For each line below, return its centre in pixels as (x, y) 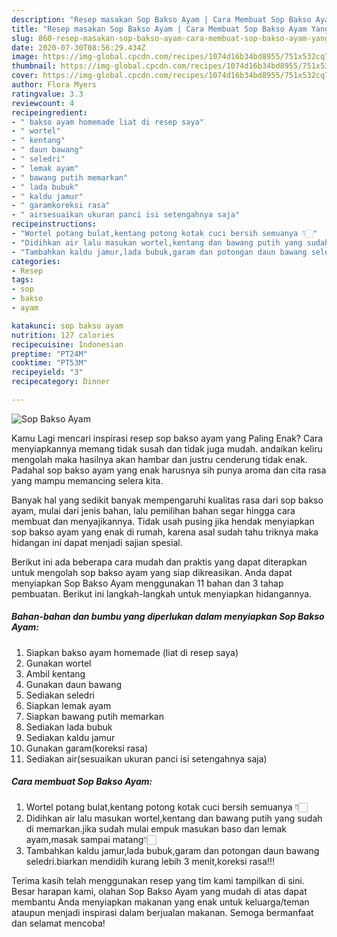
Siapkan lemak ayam (68, 705)
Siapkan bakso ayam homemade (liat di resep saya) (132, 652)
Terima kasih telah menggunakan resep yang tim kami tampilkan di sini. (158, 880)
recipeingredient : (49, 112)
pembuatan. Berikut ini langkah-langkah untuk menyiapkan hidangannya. (162, 593)
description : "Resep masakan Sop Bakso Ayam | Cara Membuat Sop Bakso (161, 19)
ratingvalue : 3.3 (47, 94)
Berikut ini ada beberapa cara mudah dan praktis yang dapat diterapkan (159, 562)
